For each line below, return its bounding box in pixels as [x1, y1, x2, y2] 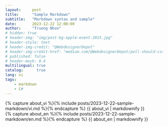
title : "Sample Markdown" [5, 12, 70, 17]
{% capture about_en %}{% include [5, 110, 79, 116]
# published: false [5, 53, 46, 59]
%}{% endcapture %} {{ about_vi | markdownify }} [40, 105, 145, 111]
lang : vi [5, 72, 23, 77]
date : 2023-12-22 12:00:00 [5, 21, 75, 26]
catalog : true [5, 68, 46, 73]
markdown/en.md [5, 116, 41, 122]
